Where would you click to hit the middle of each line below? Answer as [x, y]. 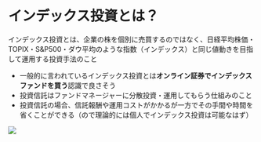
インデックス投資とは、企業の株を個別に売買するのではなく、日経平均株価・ [132, 39]
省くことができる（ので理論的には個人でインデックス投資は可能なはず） [136, 115]
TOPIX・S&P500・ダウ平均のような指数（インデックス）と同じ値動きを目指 [131, 49]
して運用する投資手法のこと [53, 59]
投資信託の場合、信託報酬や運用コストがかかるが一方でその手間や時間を [136, 105]
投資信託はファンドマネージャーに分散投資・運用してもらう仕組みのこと [136, 95]
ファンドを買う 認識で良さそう [67, 85]
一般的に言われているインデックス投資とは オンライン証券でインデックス [136, 75]
